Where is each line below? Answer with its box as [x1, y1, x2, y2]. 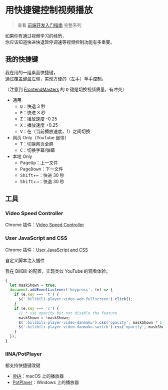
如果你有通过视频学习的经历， [5, 33, 66, 39]
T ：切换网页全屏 [19, 141, 54, 147]
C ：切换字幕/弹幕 [19, 147, 55, 153]
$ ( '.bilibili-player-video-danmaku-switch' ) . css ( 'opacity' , [18, 324, 146, 330]
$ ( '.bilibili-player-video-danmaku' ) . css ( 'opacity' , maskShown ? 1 [18, 320, 162, 325]
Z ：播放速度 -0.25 [19, 116, 57, 122]
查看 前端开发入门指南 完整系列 [17, 22, 81, 28]
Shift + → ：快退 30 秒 [19, 178, 64, 184]
